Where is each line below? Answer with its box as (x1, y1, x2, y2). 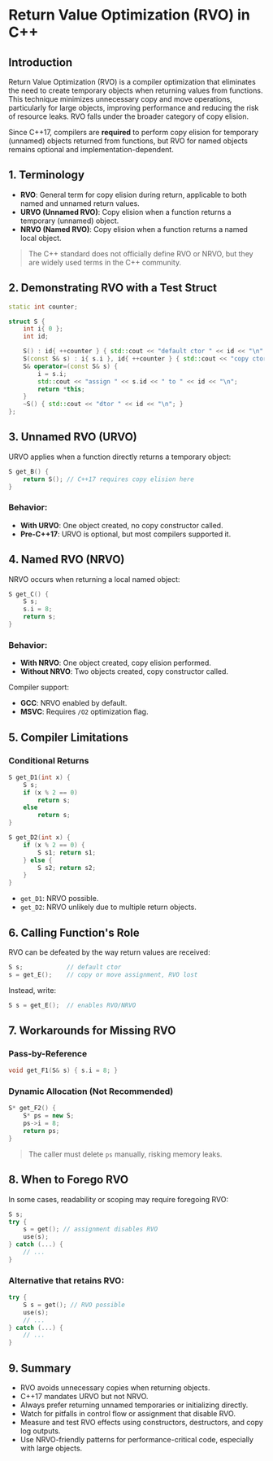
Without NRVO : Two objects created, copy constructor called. (19, 667, 229, 676)
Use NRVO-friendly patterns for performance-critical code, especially (19, 1435, 254, 1444)
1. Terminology (8, 168, 85, 182)
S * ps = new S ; (23, 1112, 75, 1120)
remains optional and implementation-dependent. (8, 145, 175, 154)
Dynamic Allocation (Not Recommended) (8, 1086, 174, 1097)
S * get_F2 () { (8, 1104, 57, 1113)
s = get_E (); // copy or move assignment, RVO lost (8, 970, 198, 978)
